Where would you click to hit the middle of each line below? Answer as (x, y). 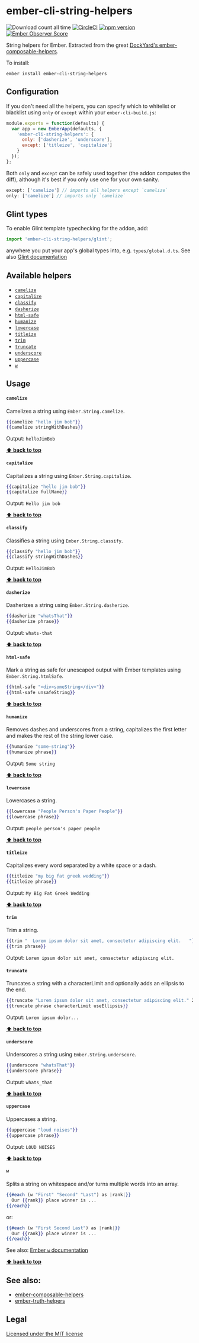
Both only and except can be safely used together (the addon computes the (98, 173)
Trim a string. (22, 930)
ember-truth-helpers (40, 1301)
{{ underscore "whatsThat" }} (41, 1065)
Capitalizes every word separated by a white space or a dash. (81, 865)
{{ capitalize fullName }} (37, 492)
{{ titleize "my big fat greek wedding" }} (58, 876)
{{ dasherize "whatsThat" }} (39, 616)
